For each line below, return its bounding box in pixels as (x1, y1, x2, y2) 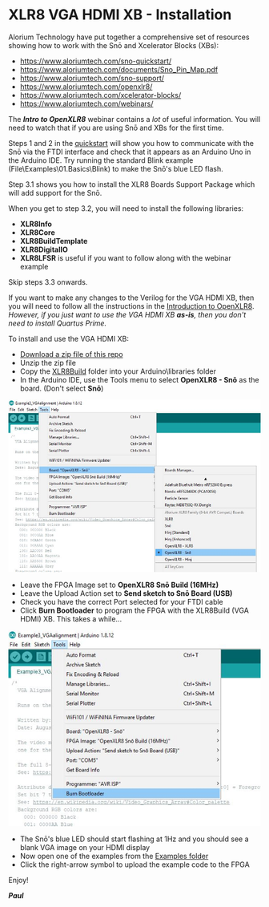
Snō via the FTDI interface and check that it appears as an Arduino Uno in (8, 147, 251, 156)
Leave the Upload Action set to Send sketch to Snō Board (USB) (19, 588, 233, 598)
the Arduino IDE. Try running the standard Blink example (8, 155, 194, 165)
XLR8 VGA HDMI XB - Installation (8, 6, 232, 24)
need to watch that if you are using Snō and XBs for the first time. (8, 123, 224, 132)
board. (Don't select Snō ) (19, 383, 104, 393)
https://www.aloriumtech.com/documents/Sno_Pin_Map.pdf (19, 64, 219, 74)
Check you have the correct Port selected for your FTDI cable (19, 597, 224, 606)
